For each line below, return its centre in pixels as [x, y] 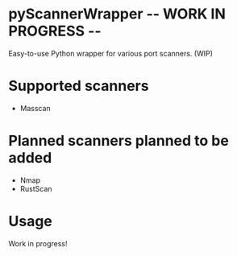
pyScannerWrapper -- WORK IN [117, 14]
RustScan [36, 188]
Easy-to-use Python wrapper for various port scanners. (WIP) [111, 53]
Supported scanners [79, 86]
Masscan [35, 108]
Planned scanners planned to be [119, 141]
